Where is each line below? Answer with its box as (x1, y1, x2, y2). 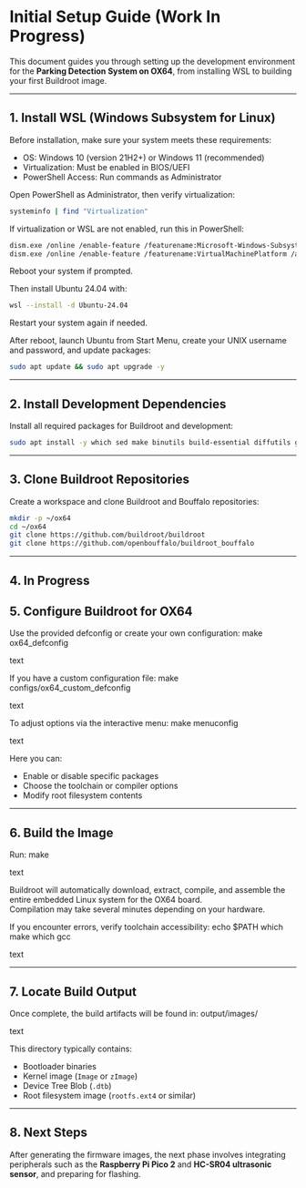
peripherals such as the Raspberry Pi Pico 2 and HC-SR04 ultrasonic (9, 1159, 272, 1170)
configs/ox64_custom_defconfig (9, 682, 131, 693)
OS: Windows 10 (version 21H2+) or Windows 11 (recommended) (22, 152, 265, 163)
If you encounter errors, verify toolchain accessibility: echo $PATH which (9, 922, 284, 933)
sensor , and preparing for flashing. (9, 1168, 141, 1179)
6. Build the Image (9, 824, 114, 840)
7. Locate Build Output (9, 984, 137, 999)
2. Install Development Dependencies (9, 396, 227, 412)
